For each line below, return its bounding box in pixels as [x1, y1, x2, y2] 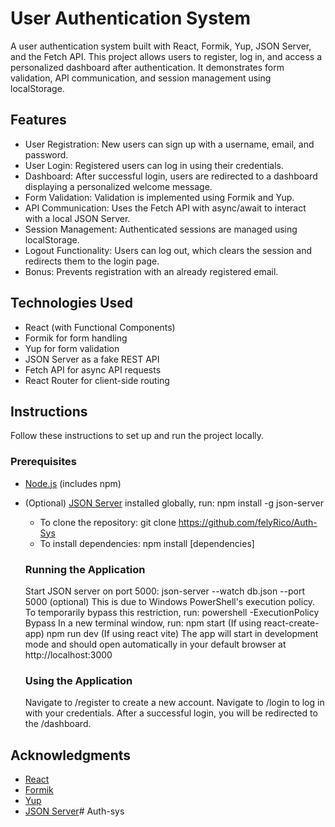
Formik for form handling [24, 332, 128, 344]
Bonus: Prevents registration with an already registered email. [24, 265, 279, 277]
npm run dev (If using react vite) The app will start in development [46, 627, 319, 639]
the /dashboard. [24, 718, 92, 730]
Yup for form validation [24, 342, 120, 354]
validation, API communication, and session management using [10, 72, 272, 84]
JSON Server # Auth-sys [24, 805, 125, 817]
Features [10, 112, 67, 129]
